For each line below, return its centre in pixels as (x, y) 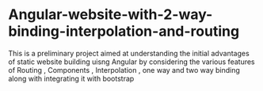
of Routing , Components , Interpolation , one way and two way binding (124, 70)
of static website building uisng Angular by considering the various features (131, 62)
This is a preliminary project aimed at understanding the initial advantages (129, 53)
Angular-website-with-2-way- (111, 15)
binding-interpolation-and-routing (124, 31)
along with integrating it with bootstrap (71, 78)
